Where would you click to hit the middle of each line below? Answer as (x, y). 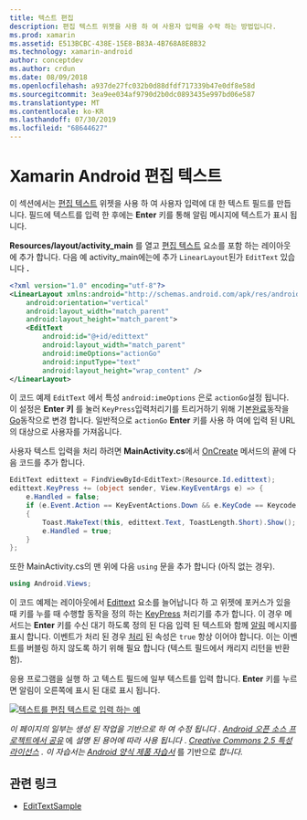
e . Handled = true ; (77, 531)
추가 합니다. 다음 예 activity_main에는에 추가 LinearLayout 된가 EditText (148, 257)
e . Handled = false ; (63, 497)
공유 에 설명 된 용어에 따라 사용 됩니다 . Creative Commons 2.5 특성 (170, 741)
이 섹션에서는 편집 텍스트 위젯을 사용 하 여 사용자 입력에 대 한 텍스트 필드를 (142, 203)
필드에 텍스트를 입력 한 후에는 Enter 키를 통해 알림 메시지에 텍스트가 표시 (158, 215)
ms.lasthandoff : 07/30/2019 (63, 120)
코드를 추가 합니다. (52, 463)
